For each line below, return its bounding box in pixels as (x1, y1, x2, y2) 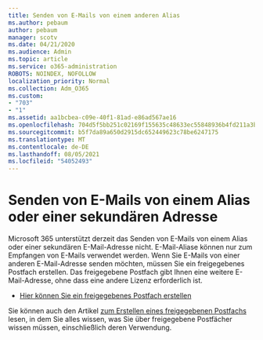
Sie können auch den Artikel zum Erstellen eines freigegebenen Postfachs (8, 306, 247, 316)
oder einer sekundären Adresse (8, 208, 218, 226)
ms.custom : (8, 92, 44, 100)
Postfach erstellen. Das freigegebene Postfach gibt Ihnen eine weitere (8, 268, 234, 277)
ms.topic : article (8, 56, 68, 64)
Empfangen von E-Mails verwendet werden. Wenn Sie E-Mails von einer (8, 250, 240, 260)
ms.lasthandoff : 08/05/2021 (8, 150, 100, 158)
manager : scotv (8, 33, 58, 42)
